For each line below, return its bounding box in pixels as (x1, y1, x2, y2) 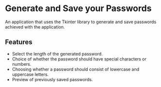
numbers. (12, 61, 32, 67)
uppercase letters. (12, 71, 49, 77)
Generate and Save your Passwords (5, 3, 152, 14)
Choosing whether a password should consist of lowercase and (12, 66, 140, 72)
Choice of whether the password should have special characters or (12, 56, 146, 62)
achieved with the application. (5, 24, 65, 29)
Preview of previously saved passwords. (12, 76, 93, 82)
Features (5, 38, 32, 46)
